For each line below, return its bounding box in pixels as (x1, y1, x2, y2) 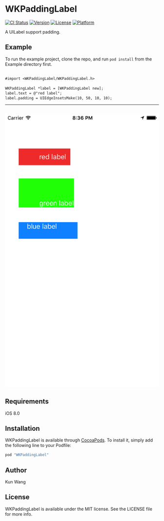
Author (5, 466, 27, 474)
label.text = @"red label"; (5, 91, 62, 96)
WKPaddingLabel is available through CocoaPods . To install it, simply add (5, 437, 153, 443)
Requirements (5, 397, 49, 405)
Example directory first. (5, 61, 52, 67)
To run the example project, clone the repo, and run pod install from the (5, 56, 152, 62)
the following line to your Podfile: (5, 443, 72, 448)
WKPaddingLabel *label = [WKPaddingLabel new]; (5, 86, 104, 91)
